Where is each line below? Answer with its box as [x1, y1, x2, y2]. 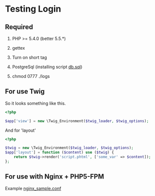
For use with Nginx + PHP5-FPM [5, 173, 104, 181]
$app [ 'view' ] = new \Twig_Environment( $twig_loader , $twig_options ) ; [5, 118, 149, 124]
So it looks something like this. [5, 100, 66, 106]
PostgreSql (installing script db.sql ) [12, 64, 83, 70]
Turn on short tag [12, 54, 47, 60]
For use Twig [5, 88, 45, 96]
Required [5, 23, 33, 31]
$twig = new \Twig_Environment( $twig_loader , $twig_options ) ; [5, 145, 134, 150]
